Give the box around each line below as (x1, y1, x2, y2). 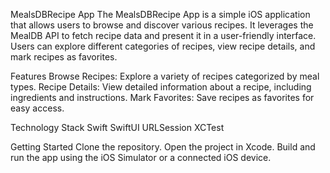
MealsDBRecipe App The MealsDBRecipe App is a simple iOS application (10, 9, 311, 20)
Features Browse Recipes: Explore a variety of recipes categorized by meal (10, 70, 320, 82)
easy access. (10, 102, 65, 114)
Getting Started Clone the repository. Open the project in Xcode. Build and (10, 141, 316, 153)
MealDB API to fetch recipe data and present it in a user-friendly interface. (10, 30, 317, 41)
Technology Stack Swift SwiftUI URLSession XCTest (10, 122, 225, 133)
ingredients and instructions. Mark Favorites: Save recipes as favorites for (10, 92, 315, 103)
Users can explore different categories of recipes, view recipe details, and (10, 40, 316, 52)
